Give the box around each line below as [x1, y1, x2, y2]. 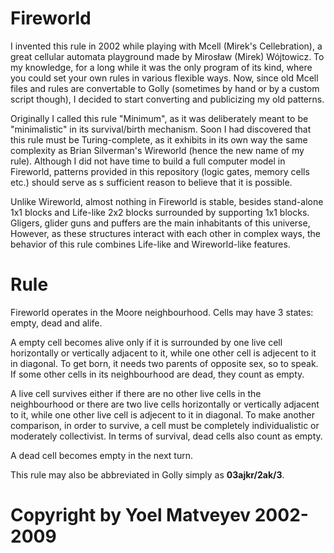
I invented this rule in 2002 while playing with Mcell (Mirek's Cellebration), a [10, 40, 323, 52]
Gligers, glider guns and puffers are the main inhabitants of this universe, [10, 217, 311, 229]
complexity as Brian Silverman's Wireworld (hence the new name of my [10, 144, 305, 156]
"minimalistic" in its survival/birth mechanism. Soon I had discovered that [10, 123, 312, 135]
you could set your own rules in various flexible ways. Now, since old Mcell [10, 72, 319, 84]
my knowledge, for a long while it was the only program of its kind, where [10, 61, 313, 73]
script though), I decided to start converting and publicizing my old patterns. [10, 93, 325, 105]
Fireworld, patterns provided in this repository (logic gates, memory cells [10, 165, 310, 177]
